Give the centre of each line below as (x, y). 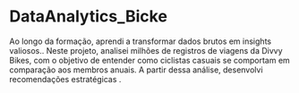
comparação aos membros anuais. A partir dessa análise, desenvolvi (136, 70)
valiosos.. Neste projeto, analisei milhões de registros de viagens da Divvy (146, 50)
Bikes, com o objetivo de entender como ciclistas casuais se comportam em (150, 60)
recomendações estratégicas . (65, 79)
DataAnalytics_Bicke (89, 17)
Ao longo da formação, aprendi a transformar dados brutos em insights (140, 41)
